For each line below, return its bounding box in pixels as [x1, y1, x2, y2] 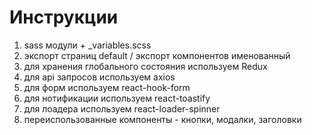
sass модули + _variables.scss [23, 39, 152, 51]
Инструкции [9, 6, 119, 29]
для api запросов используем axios [23, 71, 176, 83]
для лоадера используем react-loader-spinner [23, 102, 221, 115]
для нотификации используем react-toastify [23, 92, 211, 104]
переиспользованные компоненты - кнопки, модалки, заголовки [23, 113, 302, 125]
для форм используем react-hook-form [23, 81, 191, 93]
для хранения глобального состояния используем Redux [23, 60, 268, 72]
